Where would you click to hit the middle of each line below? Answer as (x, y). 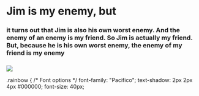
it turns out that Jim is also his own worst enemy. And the (93, 30)
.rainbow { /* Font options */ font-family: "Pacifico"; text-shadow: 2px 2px (99, 80)
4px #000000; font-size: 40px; (45, 87)
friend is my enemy (36, 53)
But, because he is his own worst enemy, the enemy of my (94, 46)
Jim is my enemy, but (61, 11)
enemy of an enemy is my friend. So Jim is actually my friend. (99, 38)
